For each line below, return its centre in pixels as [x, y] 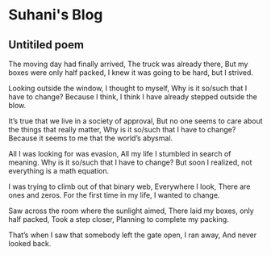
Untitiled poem [46, 45]
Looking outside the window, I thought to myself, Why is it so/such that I [128, 88]
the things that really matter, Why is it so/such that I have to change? [122, 130]
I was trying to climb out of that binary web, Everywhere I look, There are [129, 186]
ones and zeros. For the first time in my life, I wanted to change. [114, 195]
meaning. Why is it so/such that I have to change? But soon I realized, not [130, 162]
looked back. [30, 243]
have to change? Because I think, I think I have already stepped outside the [133, 97]
